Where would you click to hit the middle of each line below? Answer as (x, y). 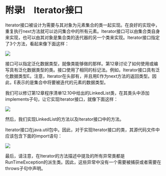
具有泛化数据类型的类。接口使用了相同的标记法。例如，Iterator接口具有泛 (84, 70)
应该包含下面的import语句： (34, 136)
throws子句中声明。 (25, 168)
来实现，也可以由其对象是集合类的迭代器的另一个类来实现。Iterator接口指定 (83, 37)
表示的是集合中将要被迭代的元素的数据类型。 (63, 82)
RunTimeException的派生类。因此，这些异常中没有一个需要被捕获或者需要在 (83, 162)
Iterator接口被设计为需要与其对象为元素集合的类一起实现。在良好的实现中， (83, 25)
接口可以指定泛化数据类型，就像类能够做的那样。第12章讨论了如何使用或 (80, 63)
